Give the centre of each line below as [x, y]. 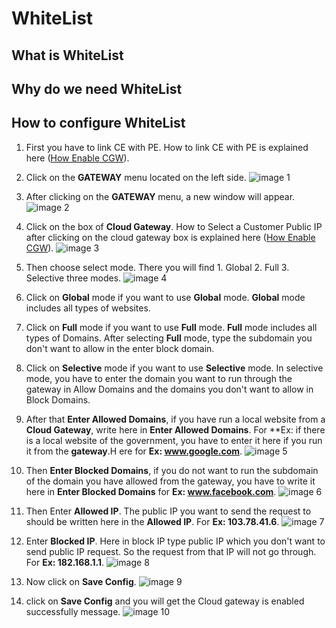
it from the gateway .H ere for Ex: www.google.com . [134, 451]
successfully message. [73, 611]
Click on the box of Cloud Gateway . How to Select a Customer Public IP [174, 226]
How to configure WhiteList [98, 123]
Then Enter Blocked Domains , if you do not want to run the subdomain [172, 470]
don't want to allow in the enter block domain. [120, 348]
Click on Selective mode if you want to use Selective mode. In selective [174, 368]
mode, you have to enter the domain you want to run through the [159, 378]
